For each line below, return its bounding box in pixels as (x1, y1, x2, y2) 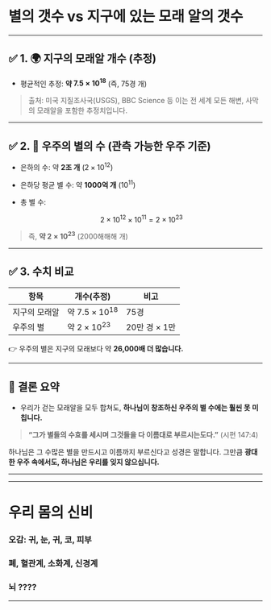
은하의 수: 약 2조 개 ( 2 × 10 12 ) (19, 161, 114, 172)
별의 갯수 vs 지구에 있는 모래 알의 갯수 (8, 7, 244, 26)
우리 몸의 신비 (8, 504, 94, 522)
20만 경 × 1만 (126, 322, 176, 333)
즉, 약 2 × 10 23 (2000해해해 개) (27, 230, 129, 241)
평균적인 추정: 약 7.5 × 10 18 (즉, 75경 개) (19, 77, 148, 89)
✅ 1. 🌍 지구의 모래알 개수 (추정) (8, 52, 157, 65)
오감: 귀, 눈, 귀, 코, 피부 (8, 534, 93, 546)
